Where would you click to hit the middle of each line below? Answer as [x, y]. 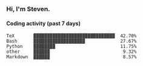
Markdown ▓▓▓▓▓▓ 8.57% [71, 57]
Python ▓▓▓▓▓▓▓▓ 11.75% [71, 47]
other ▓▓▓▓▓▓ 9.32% [71, 52]
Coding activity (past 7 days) [43, 23]
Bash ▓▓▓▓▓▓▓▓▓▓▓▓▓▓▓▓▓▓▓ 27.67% [71, 41]
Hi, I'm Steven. [28, 9]
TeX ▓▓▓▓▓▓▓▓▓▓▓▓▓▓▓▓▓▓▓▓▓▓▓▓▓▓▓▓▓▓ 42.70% [71, 36]
